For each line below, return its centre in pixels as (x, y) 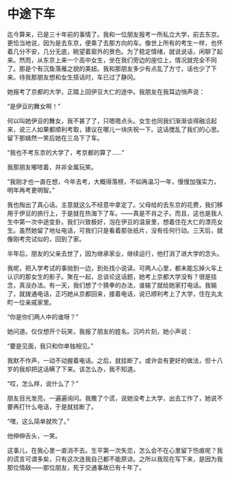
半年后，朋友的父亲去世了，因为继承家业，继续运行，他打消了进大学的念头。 (115, 253)
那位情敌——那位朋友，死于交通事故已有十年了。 (76, 467)
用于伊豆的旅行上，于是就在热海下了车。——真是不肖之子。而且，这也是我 (112, 213)
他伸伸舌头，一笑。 (34, 436)
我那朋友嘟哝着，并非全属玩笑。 (52, 167)
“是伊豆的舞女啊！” (34, 106)
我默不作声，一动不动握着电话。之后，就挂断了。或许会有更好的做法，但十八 (115, 360)
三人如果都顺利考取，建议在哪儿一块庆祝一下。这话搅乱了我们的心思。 (124, 129)
